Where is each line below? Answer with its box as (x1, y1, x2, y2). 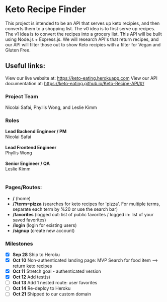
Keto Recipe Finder (5, 4, 87, 15)
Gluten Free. (5, 47, 31, 53)
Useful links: (5, 62, 46, 70)
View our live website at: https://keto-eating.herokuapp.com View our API (5, 75, 157, 81)
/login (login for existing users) (12, 222, 77, 228)
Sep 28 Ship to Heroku (12, 251, 60, 258)
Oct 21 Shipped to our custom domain (12, 291, 92, 297)
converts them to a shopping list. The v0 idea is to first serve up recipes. (5, 25, 156, 31)
